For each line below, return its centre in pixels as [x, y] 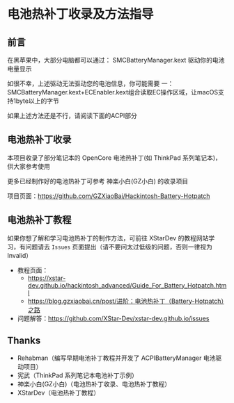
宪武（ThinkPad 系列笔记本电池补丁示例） [77, 375]
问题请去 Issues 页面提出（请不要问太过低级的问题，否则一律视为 [119, 247]
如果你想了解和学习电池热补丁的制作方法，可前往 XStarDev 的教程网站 [108, 238]
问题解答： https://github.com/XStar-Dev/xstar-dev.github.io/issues [113, 318]
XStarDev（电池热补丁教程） [58, 393]
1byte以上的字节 [36, 101]
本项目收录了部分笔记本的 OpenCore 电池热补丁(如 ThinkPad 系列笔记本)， [114, 158]
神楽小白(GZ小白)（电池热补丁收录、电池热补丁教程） [94, 384]
